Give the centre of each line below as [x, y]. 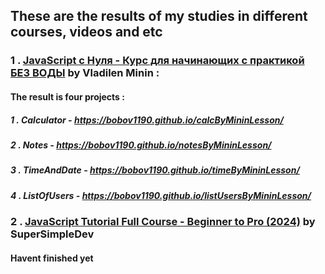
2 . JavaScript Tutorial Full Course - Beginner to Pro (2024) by [163, 221]
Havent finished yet [52, 258]
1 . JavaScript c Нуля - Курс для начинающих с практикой [157, 61]
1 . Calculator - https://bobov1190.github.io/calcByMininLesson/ [147, 120]
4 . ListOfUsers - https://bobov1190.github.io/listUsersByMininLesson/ [161, 195]
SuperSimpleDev [52, 234]
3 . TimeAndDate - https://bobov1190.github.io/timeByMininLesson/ [155, 170]
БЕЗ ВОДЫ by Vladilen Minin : [85, 73]
